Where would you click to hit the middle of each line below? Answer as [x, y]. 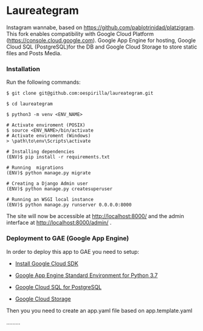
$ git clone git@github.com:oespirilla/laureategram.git [80, 94]
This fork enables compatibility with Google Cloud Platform [80, 33]
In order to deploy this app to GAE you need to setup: [73, 251]
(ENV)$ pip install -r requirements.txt [58, 157]
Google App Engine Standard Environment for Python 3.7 [86, 275]
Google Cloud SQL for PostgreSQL [58, 287]
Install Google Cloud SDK [47, 263]
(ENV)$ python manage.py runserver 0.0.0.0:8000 [69, 205]
